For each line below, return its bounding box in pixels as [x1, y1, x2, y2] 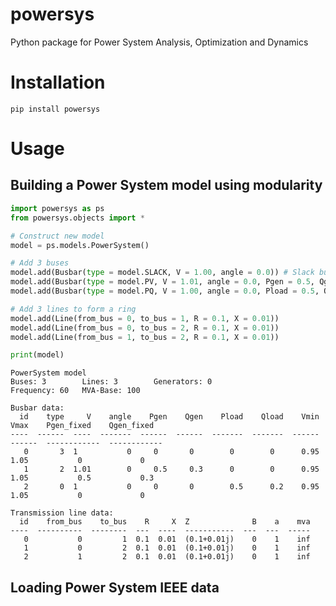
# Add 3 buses [10, 258, 70, 268]
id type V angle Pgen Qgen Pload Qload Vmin [19, 412, 320, 422]
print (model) [10, 350, 65, 360]
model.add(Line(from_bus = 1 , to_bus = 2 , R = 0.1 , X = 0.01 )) [10, 332, 280, 342]
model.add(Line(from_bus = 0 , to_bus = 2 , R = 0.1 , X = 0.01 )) [10, 323, 280, 333]
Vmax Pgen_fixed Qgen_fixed [10, 421, 155, 431]
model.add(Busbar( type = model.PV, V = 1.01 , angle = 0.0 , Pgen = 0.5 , [10, 277, 315, 287]
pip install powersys [10, 104, 101, 114]
